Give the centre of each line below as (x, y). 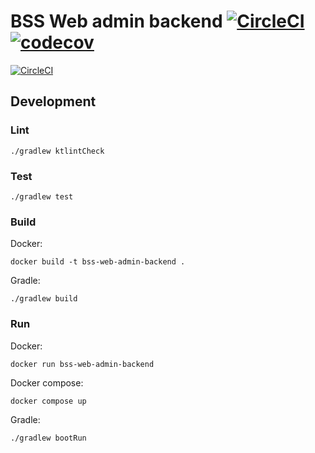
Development (53, 101)
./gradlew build (44, 299)
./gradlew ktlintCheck (57, 151)
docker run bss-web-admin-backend (82, 364)
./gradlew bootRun (48, 438)
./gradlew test (42, 196)
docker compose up (48, 401)
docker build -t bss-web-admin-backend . (98, 262)
